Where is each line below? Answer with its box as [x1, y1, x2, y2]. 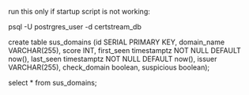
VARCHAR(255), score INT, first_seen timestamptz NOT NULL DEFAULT [8, 46, 241, 55]
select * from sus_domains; [8, 78, 97, 87]
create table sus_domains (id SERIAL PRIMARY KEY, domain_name [8, 37, 225, 47]
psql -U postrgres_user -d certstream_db [8, 22, 142, 31]
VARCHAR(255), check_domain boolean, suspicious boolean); [8, 63, 210, 72]
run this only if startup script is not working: [8, 7, 150, 16]
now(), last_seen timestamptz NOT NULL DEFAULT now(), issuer [8, 55, 217, 63]
